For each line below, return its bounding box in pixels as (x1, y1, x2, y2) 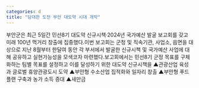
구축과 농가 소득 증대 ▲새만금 (17, 75, 86, 83)
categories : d (6, 8, 42, 15)
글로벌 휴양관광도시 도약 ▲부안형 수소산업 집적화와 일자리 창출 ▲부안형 (12, 68, 179, 75)
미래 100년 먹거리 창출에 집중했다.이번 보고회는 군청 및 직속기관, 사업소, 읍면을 (6, 38, 187, 45)
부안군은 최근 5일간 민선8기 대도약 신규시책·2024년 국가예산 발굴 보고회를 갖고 (6, 31, 188, 38)
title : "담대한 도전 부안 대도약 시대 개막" (6, 14, 101, 20)
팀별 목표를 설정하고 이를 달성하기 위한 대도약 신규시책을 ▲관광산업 (21, 60, 178, 68)
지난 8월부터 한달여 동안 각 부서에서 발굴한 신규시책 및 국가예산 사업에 (21, 45, 184, 53)
